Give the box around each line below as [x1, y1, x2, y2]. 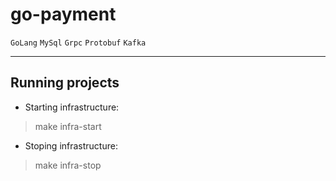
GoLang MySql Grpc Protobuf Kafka [10, 38, 147, 48]
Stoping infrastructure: [24, 139, 118, 152]
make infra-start [34, 120, 102, 132]
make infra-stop [34, 159, 102, 171]
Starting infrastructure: [24, 101, 120, 113]
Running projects [10, 74, 120, 92]
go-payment [10, 3, 117, 26]
